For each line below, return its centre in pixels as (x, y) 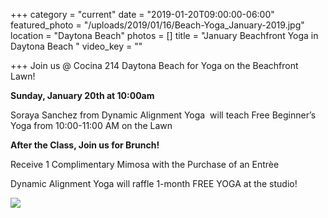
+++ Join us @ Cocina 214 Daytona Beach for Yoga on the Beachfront (154, 65)
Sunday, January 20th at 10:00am (82, 95)
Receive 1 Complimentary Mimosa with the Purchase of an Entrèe (145, 164)
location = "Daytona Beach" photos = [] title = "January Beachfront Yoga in (164, 35)
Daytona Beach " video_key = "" (76, 46)
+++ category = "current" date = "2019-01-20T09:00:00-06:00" (142, 14)
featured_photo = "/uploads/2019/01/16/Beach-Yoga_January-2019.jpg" (157, 25)
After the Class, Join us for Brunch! (85, 145)
